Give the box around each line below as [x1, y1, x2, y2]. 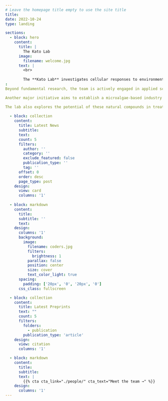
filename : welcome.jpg [23, 58, 70, 63]
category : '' [23, 151, 50, 156]
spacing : [18, 277, 37, 282]
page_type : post [18, 179, 52, 184]
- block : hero [9, 35, 39, 40]
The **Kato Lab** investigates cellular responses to [23, 77, 137, 82]
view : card [18, 188, 41, 193]
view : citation [18, 342, 50, 347]
